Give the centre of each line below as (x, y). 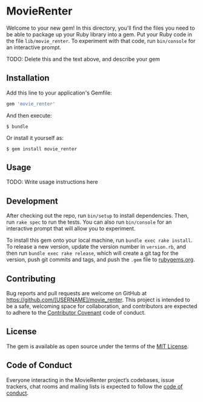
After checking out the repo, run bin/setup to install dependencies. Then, (98, 216)
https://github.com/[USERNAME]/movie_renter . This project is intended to (98, 300)
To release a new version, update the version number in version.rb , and (96, 247)
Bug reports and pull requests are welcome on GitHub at (77, 293)
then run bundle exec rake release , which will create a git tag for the (92, 253)
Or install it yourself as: (35, 138)
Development (32, 201)
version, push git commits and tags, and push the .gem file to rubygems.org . (101, 260)
